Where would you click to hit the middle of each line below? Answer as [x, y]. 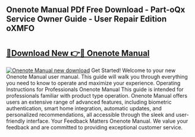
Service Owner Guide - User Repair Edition [87, 19]
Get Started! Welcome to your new [133, 70]
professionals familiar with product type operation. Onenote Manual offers [97, 96]
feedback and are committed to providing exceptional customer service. [95, 127]
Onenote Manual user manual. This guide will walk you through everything [97, 77]
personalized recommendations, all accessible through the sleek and [90, 115]
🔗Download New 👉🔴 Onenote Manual [78, 53]
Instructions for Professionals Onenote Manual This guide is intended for [95, 89]
